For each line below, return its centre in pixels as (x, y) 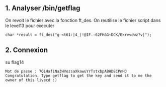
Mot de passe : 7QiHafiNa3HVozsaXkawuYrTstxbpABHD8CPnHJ (66, 71)
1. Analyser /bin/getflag (43, 8)
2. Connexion (27, 50)
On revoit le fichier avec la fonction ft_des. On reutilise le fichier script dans (83, 20)
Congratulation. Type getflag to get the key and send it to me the (78, 75)
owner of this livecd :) (31, 80)
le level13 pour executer (30, 25)
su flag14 (15, 62)
